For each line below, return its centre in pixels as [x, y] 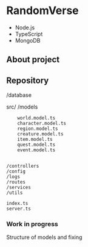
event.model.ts [36, 150]
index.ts [17, 204]
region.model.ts [38, 129]
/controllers [23, 166]
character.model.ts [42, 123]
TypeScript [29, 34]
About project [33, 59]
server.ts [19, 209]
